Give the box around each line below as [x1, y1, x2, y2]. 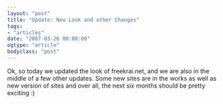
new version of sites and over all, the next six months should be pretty [7, 81, 206, 90]
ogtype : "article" [7, 42, 60, 49]
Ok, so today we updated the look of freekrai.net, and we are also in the [7, 66, 210, 75]
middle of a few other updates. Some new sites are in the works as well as [7, 74, 217, 82]
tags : [7, 23, 23, 29]
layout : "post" [7, 10, 51, 17]
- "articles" [7, 29, 45, 36]
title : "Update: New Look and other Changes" [7, 16, 139, 23]
